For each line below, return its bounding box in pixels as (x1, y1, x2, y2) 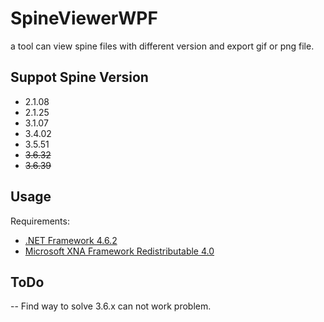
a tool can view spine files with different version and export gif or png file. (10, 40, 315, 52)
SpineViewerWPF (10, 7, 158, 30)
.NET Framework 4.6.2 (24, 234, 118, 246)
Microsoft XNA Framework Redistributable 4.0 (24, 245, 215, 257)
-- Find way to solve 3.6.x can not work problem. (10, 300, 212, 312)
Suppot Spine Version (10, 69, 149, 86)
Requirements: (10, 215, 70, 227)
